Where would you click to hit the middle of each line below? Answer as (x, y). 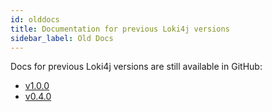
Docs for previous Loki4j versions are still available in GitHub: (136, 67)
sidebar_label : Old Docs (62, 38)
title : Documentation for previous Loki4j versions (120, 29)
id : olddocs (35, 19)
